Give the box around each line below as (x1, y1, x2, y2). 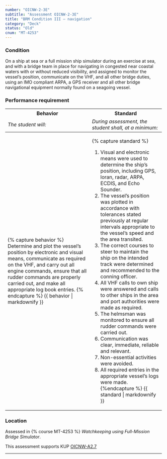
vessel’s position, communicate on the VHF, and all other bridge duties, (5, 74, 151, 80)
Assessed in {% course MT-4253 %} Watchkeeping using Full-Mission (5, 428, 150, 434)
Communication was (100, 335, 148, 342)
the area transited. (100, 236, 143, 243)
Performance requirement (5, 97, 70, 104)
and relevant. (100, 348, 131, 355)
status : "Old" (5, 26, 35, 31)
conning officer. (100, 273, 138, 280)
